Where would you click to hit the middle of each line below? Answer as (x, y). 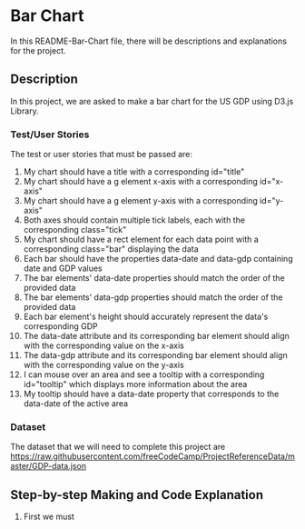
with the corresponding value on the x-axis (103, 345)
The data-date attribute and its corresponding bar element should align (156, 336)
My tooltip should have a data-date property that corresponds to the (151, 394)
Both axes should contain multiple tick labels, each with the (134, 220)
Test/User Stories (50, 135)
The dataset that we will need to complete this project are (118, 447)
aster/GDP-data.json (49, 466)
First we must (49, 517)
